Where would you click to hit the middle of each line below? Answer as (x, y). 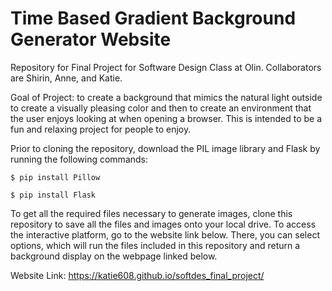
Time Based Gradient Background (153, 18)
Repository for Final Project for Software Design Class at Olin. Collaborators (166, 67)
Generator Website (91, 39)
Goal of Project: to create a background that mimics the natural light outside (166, 97)
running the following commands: (79, 159)
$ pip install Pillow (55, 177)
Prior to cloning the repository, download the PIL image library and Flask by (165, 148)
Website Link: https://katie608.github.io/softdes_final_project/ (137, 275)
